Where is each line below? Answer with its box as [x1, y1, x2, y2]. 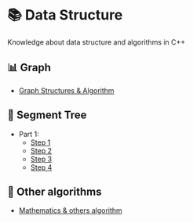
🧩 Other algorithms [7, 185, 102, 198]
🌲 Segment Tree [7, 109, 87, 122]
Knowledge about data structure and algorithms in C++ [7, 37, 186, 47]
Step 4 [30, 162, 53, 172]
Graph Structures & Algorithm [18, 85, 115, 95]
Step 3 [30, 154, 53, 164]
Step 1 [30, 138, 51, 147]
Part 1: [18, 129, 40, 138]
